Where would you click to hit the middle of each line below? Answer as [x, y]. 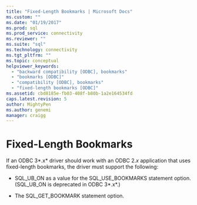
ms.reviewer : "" [26, 39]
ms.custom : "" [24, 17]
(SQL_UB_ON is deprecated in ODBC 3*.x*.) [67, 184]
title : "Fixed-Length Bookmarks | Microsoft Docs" [69, 11]
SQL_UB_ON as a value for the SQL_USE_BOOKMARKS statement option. [103, 178]
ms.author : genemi [29, 110]
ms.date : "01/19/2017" [34, 22]
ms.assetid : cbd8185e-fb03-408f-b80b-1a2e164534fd [69, 93]
